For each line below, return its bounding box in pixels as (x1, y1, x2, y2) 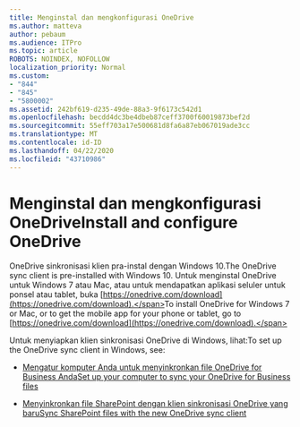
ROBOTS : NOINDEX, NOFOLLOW (9, 55, 110, 64)
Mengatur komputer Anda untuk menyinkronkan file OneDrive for (21, 362, 262, 372)
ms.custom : (9, 72, 50, 81)
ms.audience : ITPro (9, 38, 82, 47)
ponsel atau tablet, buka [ (9, 289, 104, 300)
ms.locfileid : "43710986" (9, 154, 106, 164)
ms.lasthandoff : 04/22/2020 (9, 146, 115, 155)
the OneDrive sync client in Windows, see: (9, 345, 166, 355)
